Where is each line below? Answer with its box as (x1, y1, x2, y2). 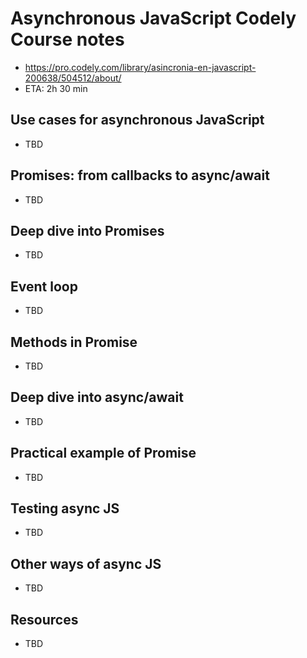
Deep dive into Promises (10, 222, 165, 239)
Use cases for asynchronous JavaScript (10, 112, 265, 129)
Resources (10, 611, 79, 628)
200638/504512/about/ (24, 72, 122, 84)
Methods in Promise (10, 333, 138, 351)
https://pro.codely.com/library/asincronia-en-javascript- (24, 61, 257, 73)
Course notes (10, 28, 125, 51)
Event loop (10, 278, 78, 295)
